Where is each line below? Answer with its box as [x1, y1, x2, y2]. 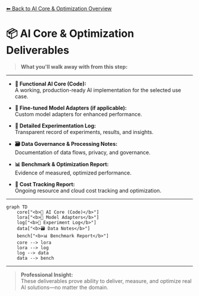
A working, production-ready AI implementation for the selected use [14, 86, 182, 94]
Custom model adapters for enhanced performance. [14, 110, 142, 117]
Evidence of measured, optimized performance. [14, 169, 132, 176]
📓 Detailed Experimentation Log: [14, 122, 97, 129]
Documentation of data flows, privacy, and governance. [14, 148, 151, 156]
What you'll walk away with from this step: [20, 63, 128, 70]
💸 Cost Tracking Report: [14, 180, 75, 187]
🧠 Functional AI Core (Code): [14, 80, 87, 87]
